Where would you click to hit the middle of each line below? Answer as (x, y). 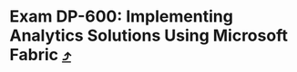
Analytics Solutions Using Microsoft (149, 36)
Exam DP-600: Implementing (122, 17)
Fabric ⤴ (40, 55)
